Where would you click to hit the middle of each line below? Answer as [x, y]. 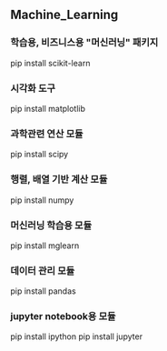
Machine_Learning [64, 15]
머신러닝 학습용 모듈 [51, 225]
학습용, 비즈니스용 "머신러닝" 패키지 [84, 43]
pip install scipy [39, 155]
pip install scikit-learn [50, 63]
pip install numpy [42, 200]
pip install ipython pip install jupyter [77, 336]
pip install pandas [43, 291]
